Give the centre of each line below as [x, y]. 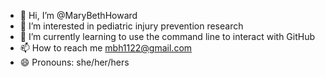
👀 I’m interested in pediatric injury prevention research [131, 26]
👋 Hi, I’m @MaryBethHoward [78, 15]
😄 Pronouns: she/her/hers [74, 62]
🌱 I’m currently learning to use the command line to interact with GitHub [167, 36]
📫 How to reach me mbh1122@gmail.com [106, 48]
